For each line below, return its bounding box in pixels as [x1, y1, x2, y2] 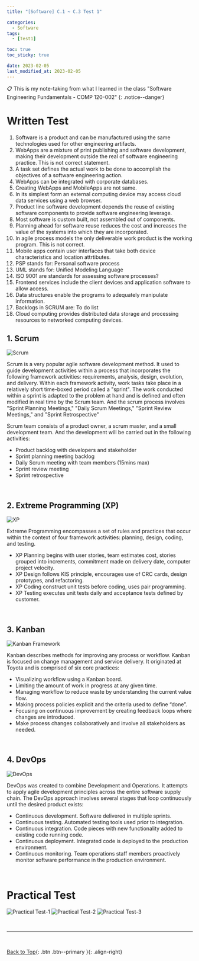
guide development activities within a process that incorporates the [6, 367, 171, 374]
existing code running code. [15, 831, 84, 838]
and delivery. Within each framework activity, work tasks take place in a [6, 380, 181, 387]
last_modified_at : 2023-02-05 [6, 68, 81, 74]
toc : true [6, 47, 31, 53]
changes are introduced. [15, 713, 76, 720]
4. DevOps [6, 755, 46, 765]
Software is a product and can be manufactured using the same [15, 134, 171, 141]
